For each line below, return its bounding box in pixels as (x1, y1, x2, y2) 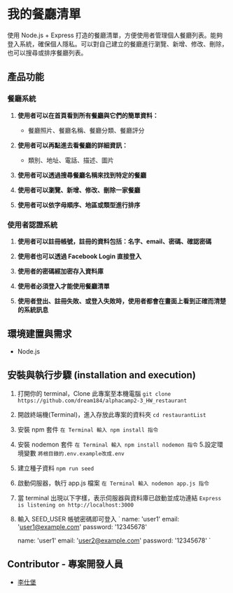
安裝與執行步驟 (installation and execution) (7, 369, 196, 381)
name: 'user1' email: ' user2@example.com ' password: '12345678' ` (17, 536, 211, 545)
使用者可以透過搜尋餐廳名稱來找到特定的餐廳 (17, 171, 147, 179)
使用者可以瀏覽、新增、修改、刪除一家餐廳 (17, 185, 141, 194)
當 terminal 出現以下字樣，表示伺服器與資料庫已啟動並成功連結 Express (17, 493, 222, 502)
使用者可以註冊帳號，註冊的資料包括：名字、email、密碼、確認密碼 (17, 236, 212, 246)
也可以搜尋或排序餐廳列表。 (7, 48, 87, 57)
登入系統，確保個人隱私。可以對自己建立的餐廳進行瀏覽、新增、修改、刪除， (7, 39, 228, 48)
